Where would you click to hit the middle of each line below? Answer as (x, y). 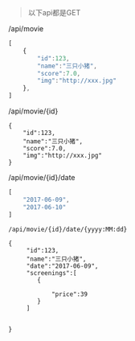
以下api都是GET (54, 12)
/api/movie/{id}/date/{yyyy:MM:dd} (68, 229)
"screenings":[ (52, 273)
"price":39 (70, 294)
